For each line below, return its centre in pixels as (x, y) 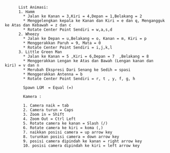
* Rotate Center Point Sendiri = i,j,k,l (68, 47)
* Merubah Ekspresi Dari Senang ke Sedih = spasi (77, 70)
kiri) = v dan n (22, 65)
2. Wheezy (29, 34)
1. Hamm (27, 12)
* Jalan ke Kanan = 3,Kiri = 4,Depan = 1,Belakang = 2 (83, 16)
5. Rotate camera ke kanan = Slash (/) (66, 123)
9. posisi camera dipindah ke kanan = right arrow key (83, 141)
